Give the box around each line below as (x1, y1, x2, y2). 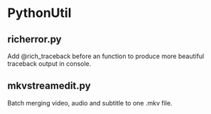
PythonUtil (7, 5, 72, 21)
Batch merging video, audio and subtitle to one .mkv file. (7, 98, 173, 107)
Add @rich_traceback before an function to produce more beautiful (7, 52, 205, 60)
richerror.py (7, 33, 62, 45)
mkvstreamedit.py (7, 80, 91, 92)
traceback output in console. (7, 59, 92, 68)
